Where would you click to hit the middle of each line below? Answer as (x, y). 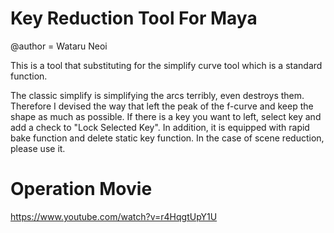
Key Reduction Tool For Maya (134, 18)
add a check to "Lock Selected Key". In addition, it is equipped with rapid (160, 127)
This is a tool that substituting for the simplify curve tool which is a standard (166, 65)
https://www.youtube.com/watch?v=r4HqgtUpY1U (114, 216)
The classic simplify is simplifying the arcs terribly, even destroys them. (157, 95)
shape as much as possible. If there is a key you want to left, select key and (166, 116)
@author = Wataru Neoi (59, 46)
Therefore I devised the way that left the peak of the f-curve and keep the (162, 106)
